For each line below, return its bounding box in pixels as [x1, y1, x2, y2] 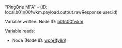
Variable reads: [5, 28, 35, 33]
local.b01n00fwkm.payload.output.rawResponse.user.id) [5, 9, 118, 15]
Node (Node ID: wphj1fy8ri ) [12, 37, 67, 43]
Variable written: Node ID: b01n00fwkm [5, 19, 84, 24]
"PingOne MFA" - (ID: [5, 4, 47, 10]
